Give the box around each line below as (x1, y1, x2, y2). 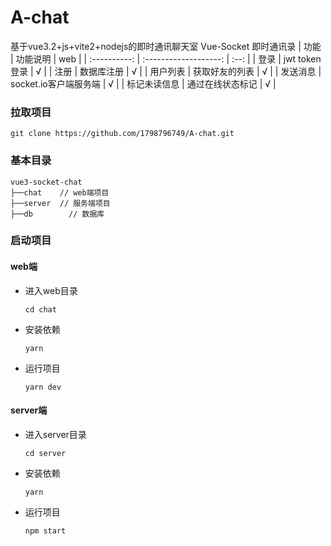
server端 (10, 404, 48, 416)
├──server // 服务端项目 (10, 198, 111, 208)
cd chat (24, 304, 57, 315)
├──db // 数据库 (10, 209, 105, 219)
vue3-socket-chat (10, 177, 83, 187)
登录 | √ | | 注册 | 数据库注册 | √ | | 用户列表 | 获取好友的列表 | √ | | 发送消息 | (10, 65, 322, 77)
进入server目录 (24, 428, 87, 440)
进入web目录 (24, 284, 78, 296)
